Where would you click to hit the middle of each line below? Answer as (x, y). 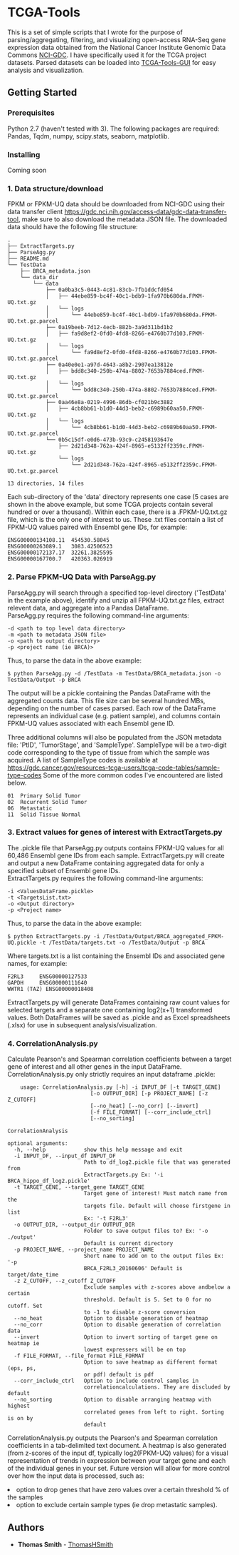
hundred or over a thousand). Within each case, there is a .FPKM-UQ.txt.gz (117, 512)
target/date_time (33, 1275)
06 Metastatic (30, 808)
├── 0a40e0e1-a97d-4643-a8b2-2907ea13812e (109, 365)
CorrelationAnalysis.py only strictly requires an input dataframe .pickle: (111, 1075)
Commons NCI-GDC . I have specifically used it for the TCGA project (107, 55)
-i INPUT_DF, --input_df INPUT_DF (65, 1156)
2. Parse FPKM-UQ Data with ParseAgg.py (82, 577)
